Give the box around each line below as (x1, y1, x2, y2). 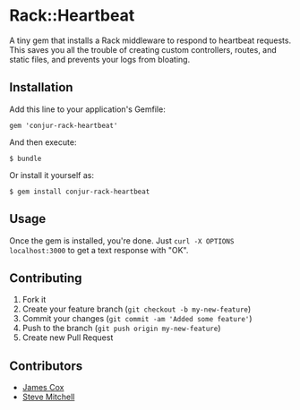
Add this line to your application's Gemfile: (9, 104, 166, 115)
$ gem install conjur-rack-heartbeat (9, 187, 150, 196)
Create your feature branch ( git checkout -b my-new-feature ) (21, 303, 252, 314)
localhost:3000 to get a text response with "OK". (9, 244, 189, 255)
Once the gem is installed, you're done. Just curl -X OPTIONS (9, 235, 235, 246)
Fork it (21, 295, 47, 305)
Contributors (9, 358, 83, 373)
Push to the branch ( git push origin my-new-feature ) (21, 323, 221, 334)
